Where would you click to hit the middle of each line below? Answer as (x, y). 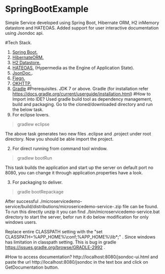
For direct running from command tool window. (60, 148)
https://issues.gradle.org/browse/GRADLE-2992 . (55, 247)
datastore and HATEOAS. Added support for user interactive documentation (82, 27)
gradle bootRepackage (40, 192)
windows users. (21, 222)
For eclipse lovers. (31, 114)
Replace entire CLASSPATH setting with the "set (54, 231)
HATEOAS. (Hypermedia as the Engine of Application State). (73, 68)
